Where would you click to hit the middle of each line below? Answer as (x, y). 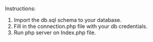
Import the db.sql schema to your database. (68, 20)
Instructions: (20, 9)
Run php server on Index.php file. (55, 33)
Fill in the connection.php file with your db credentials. (80, 26)
